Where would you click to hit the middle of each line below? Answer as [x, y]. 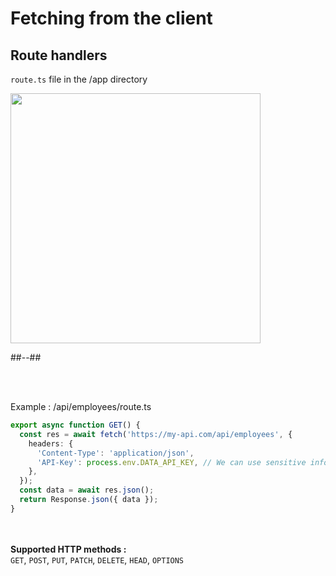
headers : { [51, 443]
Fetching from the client [111, 18]
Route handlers [59, 55]
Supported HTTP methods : [68, 549]
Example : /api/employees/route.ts [81, 406]
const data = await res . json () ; [87, 490]
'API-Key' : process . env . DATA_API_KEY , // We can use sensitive [171, 462]
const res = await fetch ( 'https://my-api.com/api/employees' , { [156, 434]
